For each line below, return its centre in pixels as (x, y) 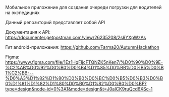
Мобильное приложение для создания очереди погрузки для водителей (83, 7)
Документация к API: (28, 32)
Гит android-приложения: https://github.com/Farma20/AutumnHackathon (82, 47)
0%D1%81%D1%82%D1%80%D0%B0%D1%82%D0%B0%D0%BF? (76, 83)
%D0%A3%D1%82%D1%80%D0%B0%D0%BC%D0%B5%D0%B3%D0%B (84, 78)
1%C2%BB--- (19, 73)
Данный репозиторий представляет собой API (55, 22)
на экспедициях (22, 13)
